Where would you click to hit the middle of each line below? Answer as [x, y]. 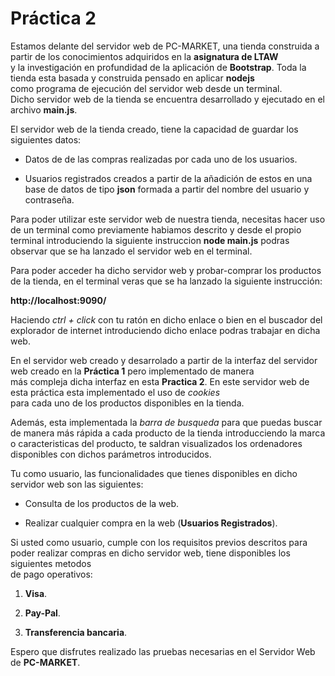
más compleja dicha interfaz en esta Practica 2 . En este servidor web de [160, 381]
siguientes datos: [46, 139]
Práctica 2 [53, 18]
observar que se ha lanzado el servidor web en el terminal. [131, 251]
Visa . [36, 593]
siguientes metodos [51, 563]
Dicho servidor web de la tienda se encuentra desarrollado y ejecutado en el [167, 99]
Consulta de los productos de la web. [102, 503]
